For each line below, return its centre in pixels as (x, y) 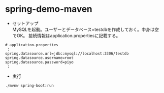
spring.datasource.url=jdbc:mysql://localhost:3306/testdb (67, 53)
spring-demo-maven (49, 9)
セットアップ (25, 23)
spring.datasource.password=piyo (39, 62)
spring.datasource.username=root (39, 58)
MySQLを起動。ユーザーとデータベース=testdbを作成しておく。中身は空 (85, 29)
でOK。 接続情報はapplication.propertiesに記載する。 (66, 35)
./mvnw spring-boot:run (30, 85)
